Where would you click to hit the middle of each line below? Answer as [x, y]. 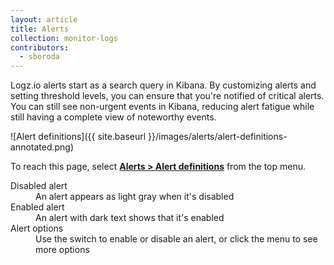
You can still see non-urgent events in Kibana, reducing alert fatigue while [162, 107]
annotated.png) [42, 147]
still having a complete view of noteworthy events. [113, 117]
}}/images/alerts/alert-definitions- [218, 137]
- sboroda [39, 57]
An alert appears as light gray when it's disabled [135, 197]
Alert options [37, 228]
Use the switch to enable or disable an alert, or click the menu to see [176, 239]
